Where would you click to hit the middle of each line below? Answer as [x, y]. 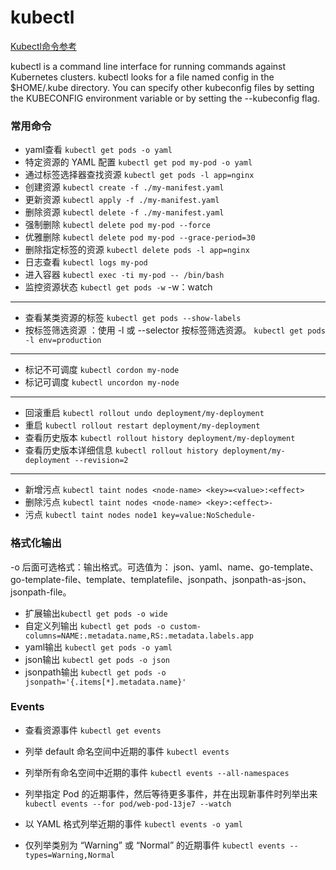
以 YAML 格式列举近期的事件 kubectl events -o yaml [133, 823]
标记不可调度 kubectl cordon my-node [102, 370]
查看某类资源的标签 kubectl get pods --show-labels [133, 318]
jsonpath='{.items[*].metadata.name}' [105, 682]
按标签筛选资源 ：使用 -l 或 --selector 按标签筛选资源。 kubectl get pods [175, 330]
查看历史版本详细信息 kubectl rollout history [121, 450]
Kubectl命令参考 [43, 46]
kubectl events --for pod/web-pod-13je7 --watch [128, 804]
